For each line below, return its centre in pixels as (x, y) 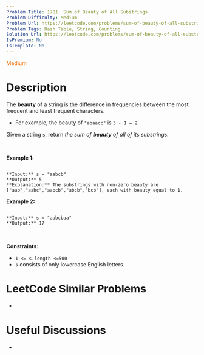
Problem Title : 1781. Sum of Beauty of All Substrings (77, 12)
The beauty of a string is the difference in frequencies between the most (98, 104)
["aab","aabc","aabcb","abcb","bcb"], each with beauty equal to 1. (95, 190)
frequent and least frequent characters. (56, 110)
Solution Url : (24, 35)
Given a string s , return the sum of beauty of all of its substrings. (87, 134)
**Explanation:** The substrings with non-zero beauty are (83, 185)
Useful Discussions (56, 330)
